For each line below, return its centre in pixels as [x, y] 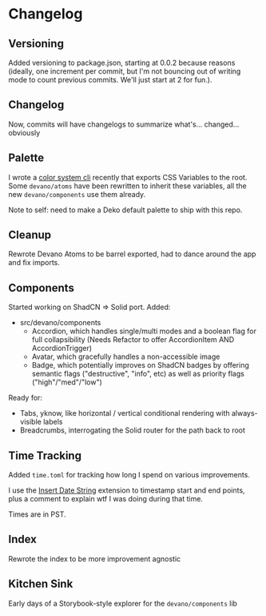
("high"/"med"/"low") [67, 382]
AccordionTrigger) [62, 348]
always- [244, 413]
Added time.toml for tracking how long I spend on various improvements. [129, 475]
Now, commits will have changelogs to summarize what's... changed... [124, 124]
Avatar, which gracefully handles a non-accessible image [126, 356]
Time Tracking [45, 455]
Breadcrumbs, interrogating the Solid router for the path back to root [133, 430]
